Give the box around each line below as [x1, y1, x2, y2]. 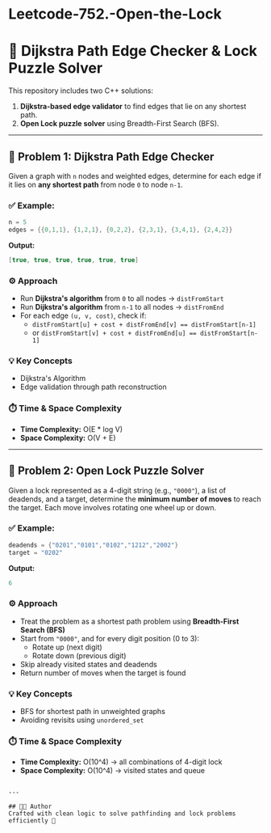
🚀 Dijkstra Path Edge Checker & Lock [8, 42, 258, 61]
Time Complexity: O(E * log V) [19, 424, 123, 433]
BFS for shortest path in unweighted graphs [19, 707, 165, 717]
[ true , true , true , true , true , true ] [8, 256, 139, 264]
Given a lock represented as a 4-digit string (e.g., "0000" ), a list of [8, 485, 227, 495]
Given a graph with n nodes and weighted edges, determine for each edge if [8, 171, 262, 180]
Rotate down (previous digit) [31, 650, 127, 660]
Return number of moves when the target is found [19, 668, 186, 678]
